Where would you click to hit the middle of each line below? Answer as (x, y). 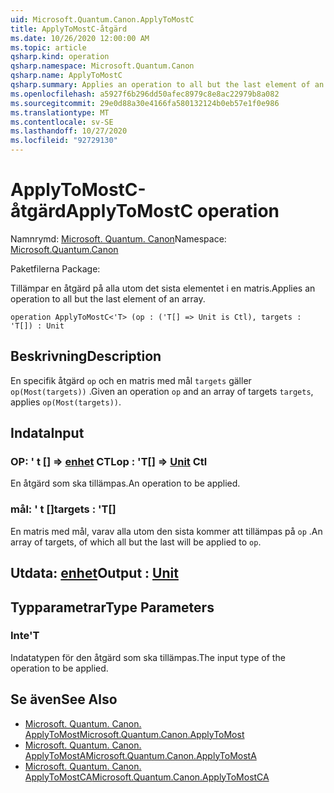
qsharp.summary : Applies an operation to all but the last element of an (167, 85)
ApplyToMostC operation (172, 211)
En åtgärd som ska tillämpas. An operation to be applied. (125, 483)
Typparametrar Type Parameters (112, 607)
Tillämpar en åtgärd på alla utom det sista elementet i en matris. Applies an (163, 288)
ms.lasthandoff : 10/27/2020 (69, 131)
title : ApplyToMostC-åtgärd (69, 29)
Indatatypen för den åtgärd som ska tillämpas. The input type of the (148, 657)
